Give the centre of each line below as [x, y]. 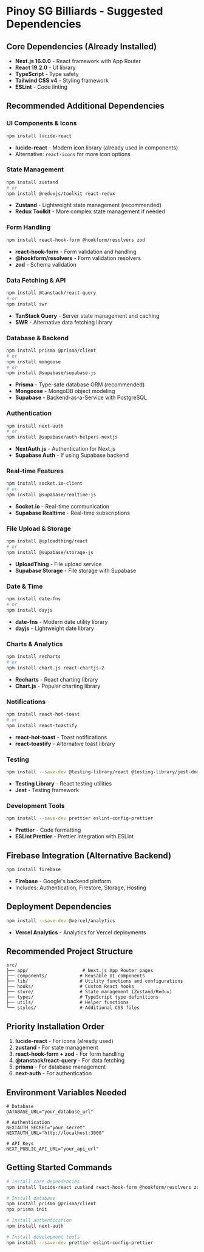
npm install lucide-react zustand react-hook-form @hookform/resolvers [99, 1187]
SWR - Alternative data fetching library [63, 322]
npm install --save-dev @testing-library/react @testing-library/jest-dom [103, 772]
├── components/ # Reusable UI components [76, 976]
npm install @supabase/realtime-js [51, 495]
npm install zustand [32, 182]
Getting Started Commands [59, 1168]
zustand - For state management [56, 1048]
